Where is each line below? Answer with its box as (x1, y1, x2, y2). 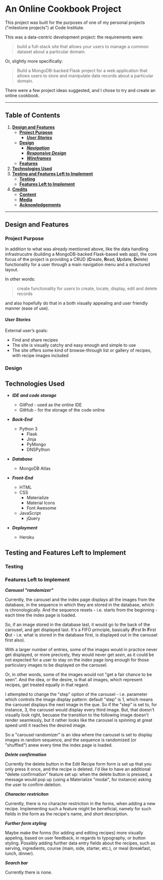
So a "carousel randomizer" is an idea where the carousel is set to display (5, 731, 153, 737)
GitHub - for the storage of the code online (19, 407, 105, 413)
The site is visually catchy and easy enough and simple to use (12, 342, 136, 348)
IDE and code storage (12, 393, 57, 398)
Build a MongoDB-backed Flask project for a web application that (16, 67, 148, 74)
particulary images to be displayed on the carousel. (5, 662, 108, 668)
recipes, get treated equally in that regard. (5, 682, 89, 688)
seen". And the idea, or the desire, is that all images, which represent (5, 676, 143, 682)
